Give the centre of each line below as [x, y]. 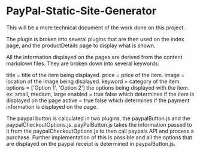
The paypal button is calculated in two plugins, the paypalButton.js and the [98, 118]
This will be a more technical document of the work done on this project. [96, 27]
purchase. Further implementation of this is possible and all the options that [99, 137]
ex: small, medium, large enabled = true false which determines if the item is [100, 94]
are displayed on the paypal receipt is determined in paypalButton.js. [91, 143]
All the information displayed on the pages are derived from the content [94, 57]
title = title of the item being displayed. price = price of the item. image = [96, 75]
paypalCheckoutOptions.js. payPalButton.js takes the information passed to [99, 124]
